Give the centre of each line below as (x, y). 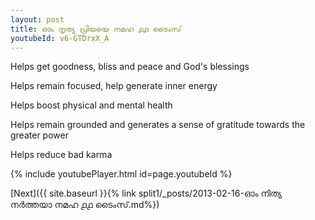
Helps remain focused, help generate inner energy (114, 86)
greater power (39, 135)
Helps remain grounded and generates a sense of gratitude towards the (158, 125)
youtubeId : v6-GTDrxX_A (60, 38)
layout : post (37, 19)
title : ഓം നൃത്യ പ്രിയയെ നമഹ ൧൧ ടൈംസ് (96, 29)
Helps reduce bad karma (61, 155)
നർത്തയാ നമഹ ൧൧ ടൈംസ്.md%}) (85, 205)
